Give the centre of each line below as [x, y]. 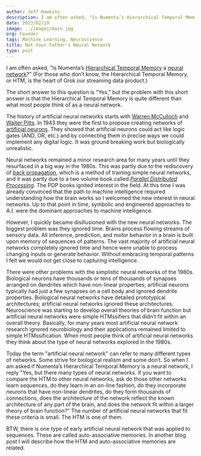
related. [16, 448]
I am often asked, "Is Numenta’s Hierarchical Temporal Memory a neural [95, 68]
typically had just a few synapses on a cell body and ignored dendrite [92, 291]
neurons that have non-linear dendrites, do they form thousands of [89, 391]
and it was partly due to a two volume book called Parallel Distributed [92, 179]
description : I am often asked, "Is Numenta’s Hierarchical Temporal [95, 17]
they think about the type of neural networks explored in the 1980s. [89, 342]
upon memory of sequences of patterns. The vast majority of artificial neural [100, 241]
